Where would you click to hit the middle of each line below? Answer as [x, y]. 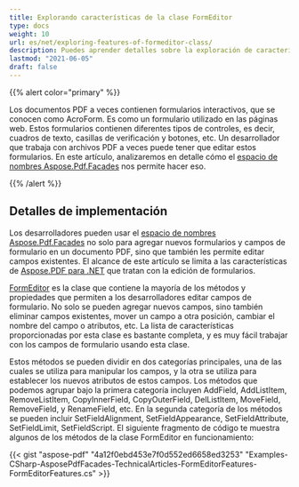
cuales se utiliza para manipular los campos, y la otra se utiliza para [133, 371]
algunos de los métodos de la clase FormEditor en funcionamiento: [132, 437]
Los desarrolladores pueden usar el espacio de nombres [113, 233]
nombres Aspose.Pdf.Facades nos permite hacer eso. [108, 166]
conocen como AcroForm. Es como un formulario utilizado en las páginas [144, 119]
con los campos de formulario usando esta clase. [100, 344]
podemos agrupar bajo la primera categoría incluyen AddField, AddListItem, [148, 390]
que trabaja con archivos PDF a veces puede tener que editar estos [133, 147]
